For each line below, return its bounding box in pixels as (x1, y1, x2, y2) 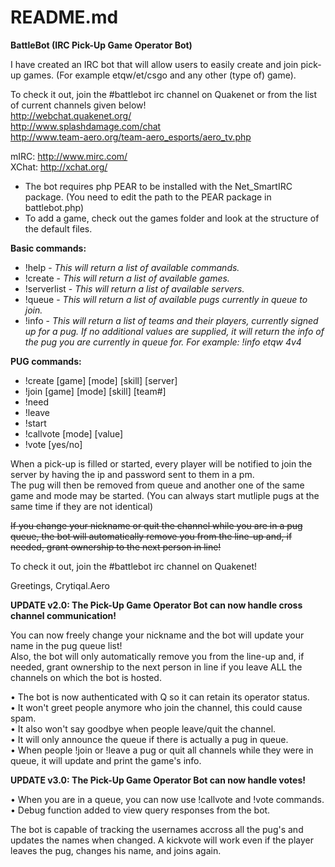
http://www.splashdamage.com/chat (10, 120, 162, 132)
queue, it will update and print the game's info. (10, 754, 202, 766)
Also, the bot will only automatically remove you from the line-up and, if (10, 650, 305, 662)
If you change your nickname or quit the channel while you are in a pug (10, 519, 303, 531)
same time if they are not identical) (10, 500, 154, 512)
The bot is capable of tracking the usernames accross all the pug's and (10, 823, 304, 835)
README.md (10, 6, 119, 29)
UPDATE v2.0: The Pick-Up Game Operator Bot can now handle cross (10, 599, 303, 611)
